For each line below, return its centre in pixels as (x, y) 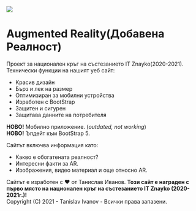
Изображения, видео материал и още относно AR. (81, 170)
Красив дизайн (35, 82)
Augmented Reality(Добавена (85, 34)
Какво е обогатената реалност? (57, 157)
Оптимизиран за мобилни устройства (65, 95)
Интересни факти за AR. (47, 163)
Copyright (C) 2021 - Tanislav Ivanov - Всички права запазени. (87, 201)
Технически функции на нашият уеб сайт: (61, 70)
